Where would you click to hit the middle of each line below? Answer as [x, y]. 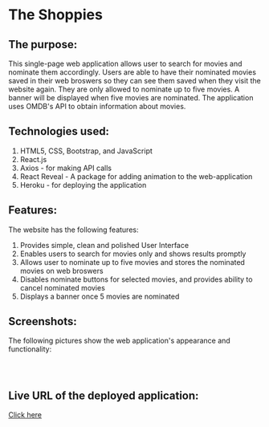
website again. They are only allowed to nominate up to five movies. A [124, 89]
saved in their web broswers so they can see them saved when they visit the [134, 81]
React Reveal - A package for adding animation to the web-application [136, 176]
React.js [33, 159]
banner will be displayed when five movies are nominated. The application [131, 98]
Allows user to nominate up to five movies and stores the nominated [132, 262]
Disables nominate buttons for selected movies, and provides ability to [136, 279]
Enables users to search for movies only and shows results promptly [133, 254]
